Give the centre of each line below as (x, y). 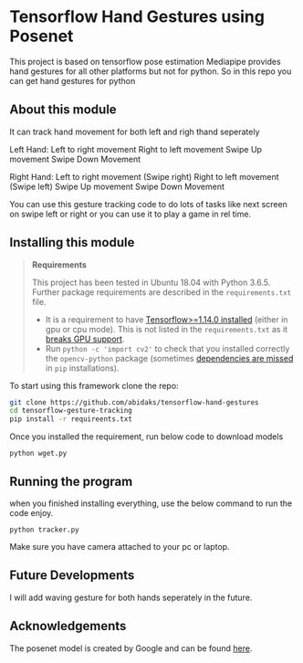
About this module (63, 110)
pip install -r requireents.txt (71, 419)
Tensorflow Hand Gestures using (137, 17)
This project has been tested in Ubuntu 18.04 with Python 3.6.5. (151, 282)
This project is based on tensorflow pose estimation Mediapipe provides (145, 61)
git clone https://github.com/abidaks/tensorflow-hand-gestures (134, 402)
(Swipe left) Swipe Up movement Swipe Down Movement (117, 186)
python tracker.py (44, 530)
